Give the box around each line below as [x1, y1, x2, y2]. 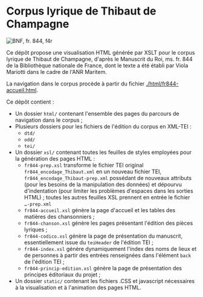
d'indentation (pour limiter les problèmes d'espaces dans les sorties [24, 187, 193, 195]
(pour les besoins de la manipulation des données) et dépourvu [24, 181, 182, 188]
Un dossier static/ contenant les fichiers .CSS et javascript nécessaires [14, 277, 195, 284]
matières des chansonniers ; [24, 213, 95, 220]
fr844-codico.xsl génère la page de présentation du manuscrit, [24, 232, 183, 239]
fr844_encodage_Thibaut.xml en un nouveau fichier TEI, [24, 168, 162, 175]
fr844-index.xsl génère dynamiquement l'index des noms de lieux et [24, 245, 197, 252]
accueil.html [6, 86, 37, 93]
